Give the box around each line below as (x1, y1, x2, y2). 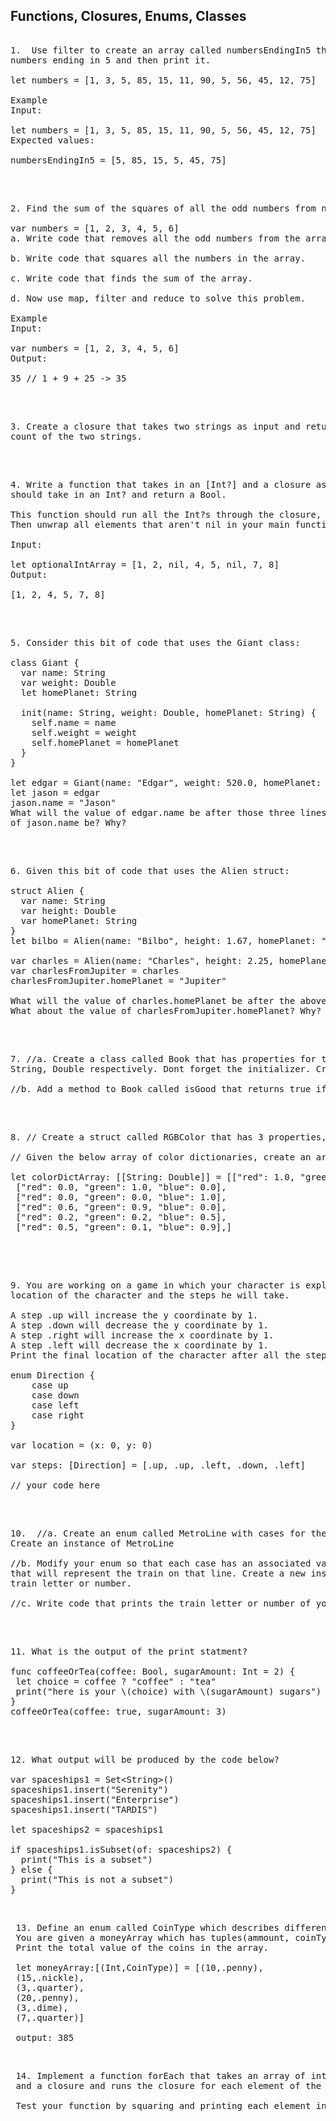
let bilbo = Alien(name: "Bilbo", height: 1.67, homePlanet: (10, 935, 317, 946)
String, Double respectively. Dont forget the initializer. (10, 1063, 312, 1074)
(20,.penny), (15, 1992, 80, 2003)
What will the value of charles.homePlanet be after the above (10, 995, 327, 1006)
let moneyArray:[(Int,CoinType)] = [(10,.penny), (15, 1962, 264, 1973)
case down (31, 1389, 80, 1401)
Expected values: (10, 134, 95, 146)
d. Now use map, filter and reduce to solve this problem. (10, 292, 307, 304)
